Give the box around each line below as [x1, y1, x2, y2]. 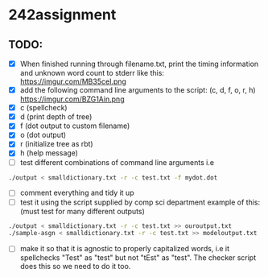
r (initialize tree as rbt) [19, 139, 94, 149]
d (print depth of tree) [19, 112, 93, 122]
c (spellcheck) [19, 103, 68, 113]
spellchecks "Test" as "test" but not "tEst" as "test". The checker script [19, 253, 257, 263]
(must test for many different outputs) [19, 206, 145, 216]
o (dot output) [19, 130, 67, 140]
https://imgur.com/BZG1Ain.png [19, 94, 125, 104]
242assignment [8, 6, 117, 24]
